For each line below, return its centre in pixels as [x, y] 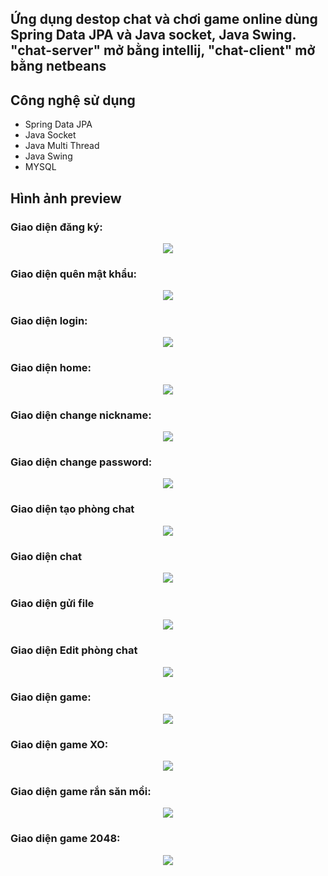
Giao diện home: [51, 368]
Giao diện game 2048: [65, 839]
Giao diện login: [49, 321]
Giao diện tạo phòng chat [72, 509]
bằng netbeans [58, 66]
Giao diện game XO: [59, 744]
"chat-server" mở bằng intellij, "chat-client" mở [163, 50]
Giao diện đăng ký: [56, 227]
